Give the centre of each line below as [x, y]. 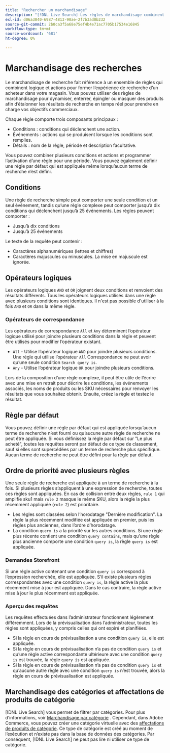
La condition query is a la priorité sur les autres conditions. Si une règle [88, 531]
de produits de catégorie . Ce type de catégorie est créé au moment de [79, 728]
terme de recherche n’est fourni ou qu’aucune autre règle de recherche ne [83, 433]
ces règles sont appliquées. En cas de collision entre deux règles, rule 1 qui [85, 494]
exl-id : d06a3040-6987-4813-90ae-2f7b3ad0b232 [55, 19]
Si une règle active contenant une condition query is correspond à [75, 571]
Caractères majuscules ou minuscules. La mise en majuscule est [80, 256]
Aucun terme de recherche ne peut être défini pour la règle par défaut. [79, 455]
